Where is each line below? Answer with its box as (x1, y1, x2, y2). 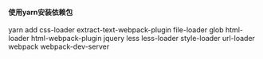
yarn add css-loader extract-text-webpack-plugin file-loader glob (8, 25, 225, 35)
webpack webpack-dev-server (8, 42, 110, 51)
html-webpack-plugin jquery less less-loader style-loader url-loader (30, 34, 255, 43)
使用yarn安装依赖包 (8, 7, 73, 17)
